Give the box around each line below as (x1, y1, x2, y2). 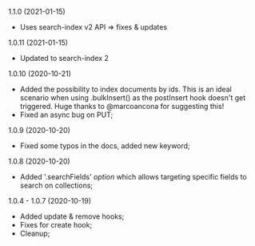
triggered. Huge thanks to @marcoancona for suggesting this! (19, 102, 225, 111)
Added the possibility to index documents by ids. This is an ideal (19, 84, 232, 94)
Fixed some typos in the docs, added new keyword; (19, 141, 190, 151)
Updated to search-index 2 (19, 54, 110, 63)
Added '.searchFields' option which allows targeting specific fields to (19, 172, 247, 181)
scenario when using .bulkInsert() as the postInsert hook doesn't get (19, 93, 246, 103)
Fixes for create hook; (19, 220, 93, 229)
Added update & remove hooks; (19, 212, 125, 221)
